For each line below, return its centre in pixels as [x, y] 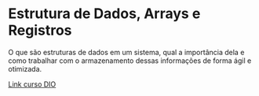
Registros [40, 30]
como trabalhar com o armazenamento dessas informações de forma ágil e [130, 61]
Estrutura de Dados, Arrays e [104, 14]
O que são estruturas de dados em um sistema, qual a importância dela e [126, 52]
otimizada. [25, 68]
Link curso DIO [32, 84]
